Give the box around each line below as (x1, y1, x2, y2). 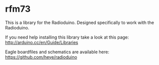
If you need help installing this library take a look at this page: (5, 34, 129, 40)
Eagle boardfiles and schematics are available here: (5, 49, 109, 55)
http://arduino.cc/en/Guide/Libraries (5, 39, 79, 45)
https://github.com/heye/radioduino (5, 54, 78, 60)
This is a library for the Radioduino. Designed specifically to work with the (5, 20, 155, 25)
